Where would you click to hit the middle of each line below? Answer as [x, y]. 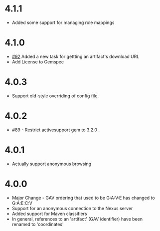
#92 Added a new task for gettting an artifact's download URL [76, 56]
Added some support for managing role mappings [63, 22]
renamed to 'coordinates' [38, 224]
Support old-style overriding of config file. [55, 96]
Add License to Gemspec [38, 62]
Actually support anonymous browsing [52, 164]
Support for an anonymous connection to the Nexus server [72, 208]
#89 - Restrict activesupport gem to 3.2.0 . [56, 130]
